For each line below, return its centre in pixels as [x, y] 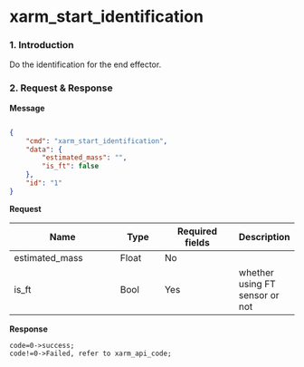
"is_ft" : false [71, 166]
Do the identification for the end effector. [85, 64]
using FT [257, 284]
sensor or [259, 295]
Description [264, 237]
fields [197, 242]
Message [27, 108]
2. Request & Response [61, 88]
